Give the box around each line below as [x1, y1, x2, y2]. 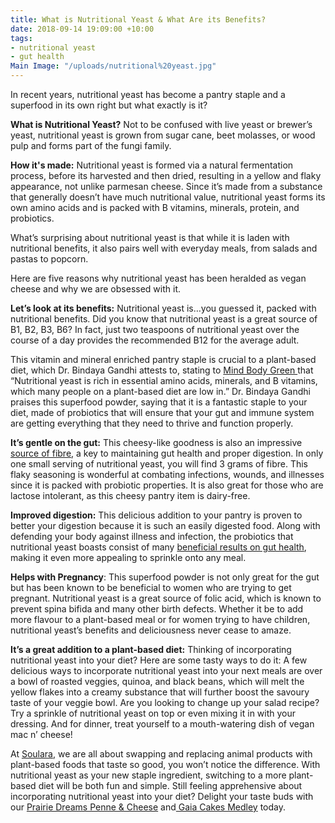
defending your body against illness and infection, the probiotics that [10, 531, 294, 542]
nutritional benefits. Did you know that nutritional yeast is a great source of [10, 313, 318, 325]
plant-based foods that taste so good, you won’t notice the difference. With [10, 759, 321, 770]
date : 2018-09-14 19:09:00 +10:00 [10, 24, 155, 34]
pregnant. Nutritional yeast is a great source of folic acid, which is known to [10, 592, 322, 604]
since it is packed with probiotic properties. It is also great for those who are [10, 479, 324, 491]
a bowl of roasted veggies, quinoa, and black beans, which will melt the [10, 676, 305, 687]
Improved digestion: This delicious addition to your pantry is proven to [10, 509, 303, 521]
